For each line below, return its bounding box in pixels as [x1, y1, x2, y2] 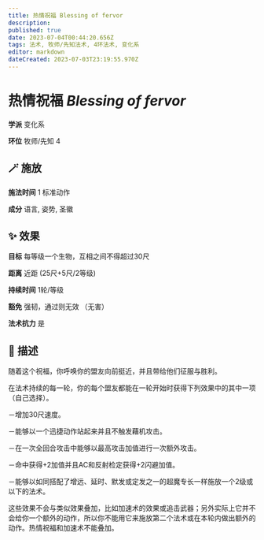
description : [8, 19, 51, 27]
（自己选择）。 [8, 393, 53, 403]
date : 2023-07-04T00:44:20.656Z [8, 33, 114, 42]
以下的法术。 [8, 486, 49, 497]
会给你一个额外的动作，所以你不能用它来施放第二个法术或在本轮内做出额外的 [8, 513, 256, 523]
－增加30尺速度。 [8, 410, 65, 419]
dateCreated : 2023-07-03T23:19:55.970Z [8, 56, 139, 64]
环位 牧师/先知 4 [8, 136, 60, 146]
